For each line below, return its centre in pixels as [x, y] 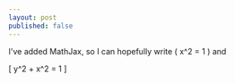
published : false [41, 26]
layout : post [33, 17]
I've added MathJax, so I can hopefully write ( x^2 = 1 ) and [117, 51]
